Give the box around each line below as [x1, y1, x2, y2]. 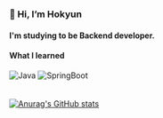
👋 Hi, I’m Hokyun [9, 8, 83, 20]
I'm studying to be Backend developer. [9, 30, 155, 41]
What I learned [9, 51, 65, 61]
